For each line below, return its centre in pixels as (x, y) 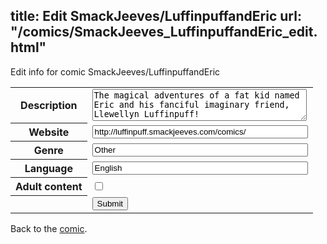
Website (49, 132)
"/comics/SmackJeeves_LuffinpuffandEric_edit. (164, 32)
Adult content (49, 187)
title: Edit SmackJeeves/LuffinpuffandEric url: (156, 16)
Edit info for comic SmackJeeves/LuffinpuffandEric (115, 71)
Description (49, 106)
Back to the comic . (49, 228)
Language (48, 169)
